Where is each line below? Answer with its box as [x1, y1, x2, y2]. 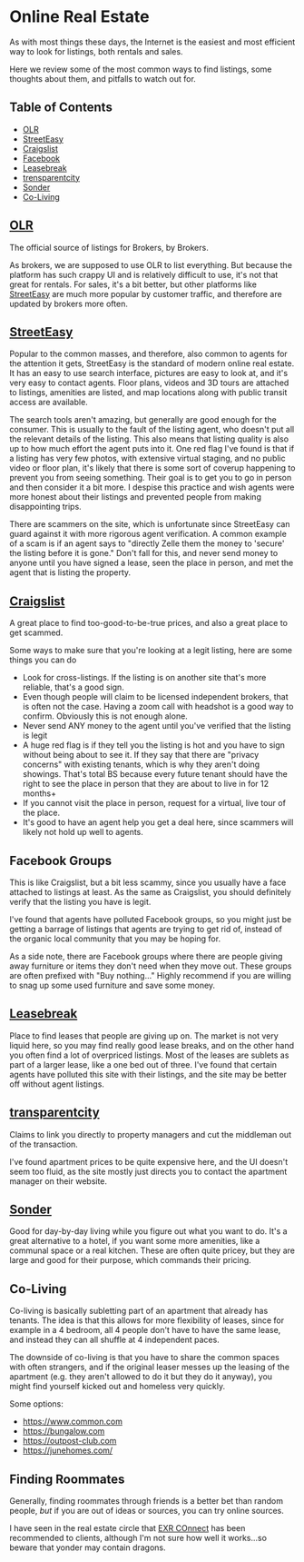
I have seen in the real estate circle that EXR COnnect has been [9, 1523, 246, 1534]
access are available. [9, 397, 88, 408]
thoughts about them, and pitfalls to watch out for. [9, 73, 197, 84]
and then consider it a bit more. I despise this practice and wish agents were [9, 482, 295, 492]
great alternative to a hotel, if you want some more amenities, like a [9, 1236, 260, 1247]
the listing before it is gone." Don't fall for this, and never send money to [9, 548, 279, 559]
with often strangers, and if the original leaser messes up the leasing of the [9, 1361, 290, 1373]
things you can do [9, 654, 77, 665]
